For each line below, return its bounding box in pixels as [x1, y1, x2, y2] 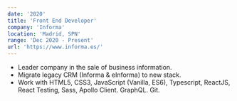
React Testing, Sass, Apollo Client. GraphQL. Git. [17, 86, 160, 94]
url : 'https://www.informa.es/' [7, 43, 103, 51]
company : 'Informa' [7, 23, 65, 31]
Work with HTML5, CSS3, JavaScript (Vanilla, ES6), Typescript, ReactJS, [17, 78, 231, 86]
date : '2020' [7, 10, 46, 18]
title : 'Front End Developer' [7, 17, 98, 24]
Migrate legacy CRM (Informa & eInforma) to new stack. [17, 70, 181, 79]
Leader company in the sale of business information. [17, 63, 172, 71]
